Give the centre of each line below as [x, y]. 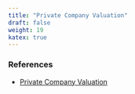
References [31, 65]
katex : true [27, 37]
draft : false [29, 23]
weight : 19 [26, 30]
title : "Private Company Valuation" [68, 15]
